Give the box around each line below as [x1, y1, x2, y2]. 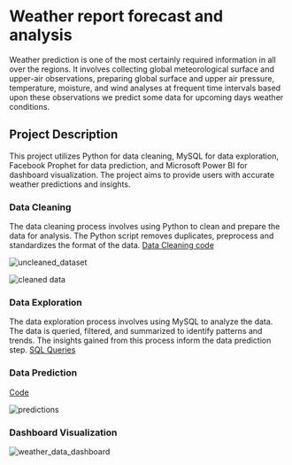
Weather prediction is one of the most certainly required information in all [9, 54, 276, 65]
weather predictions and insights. [9, 179, 131, 190]
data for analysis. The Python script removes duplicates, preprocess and [9, 230, 274, 241]
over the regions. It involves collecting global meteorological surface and [9, 64, 274, 74]
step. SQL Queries [9, 345, 76, 355]
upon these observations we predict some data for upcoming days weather [9, 91, 284, 103]
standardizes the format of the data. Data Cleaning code [9, 240, 215, 251]
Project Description [9, 127, 119, 143]
